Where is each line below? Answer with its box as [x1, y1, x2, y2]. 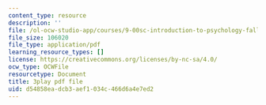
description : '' [8, 19, 62, 27]
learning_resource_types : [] [8, 48, 104, 56]
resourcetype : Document [8, 70, 87, 78]
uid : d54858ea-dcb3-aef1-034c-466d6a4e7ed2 [8, 84, 154, 93]
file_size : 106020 [8, 33, 69, 42]
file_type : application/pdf [8, 41, 101, 49]
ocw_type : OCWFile [8, 63, 69, 71]
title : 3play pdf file [8, 77, 83, 85]
